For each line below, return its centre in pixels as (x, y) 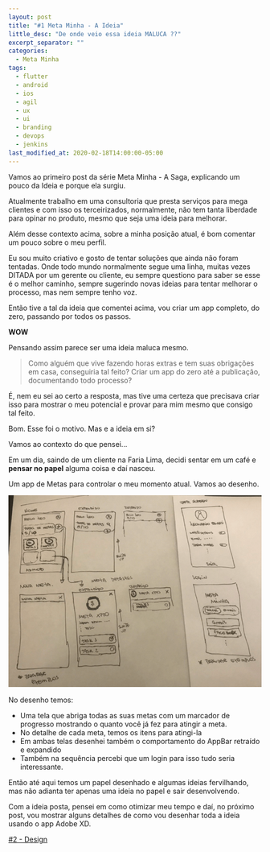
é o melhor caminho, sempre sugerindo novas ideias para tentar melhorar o (133, 283)
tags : (17, 68)
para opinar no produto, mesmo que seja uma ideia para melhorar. (118, 218)
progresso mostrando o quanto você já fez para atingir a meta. (123, 724)
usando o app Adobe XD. (50, 823)
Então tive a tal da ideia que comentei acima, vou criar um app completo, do (134, 308)
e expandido (41, 750)
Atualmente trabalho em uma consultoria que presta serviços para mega (128, 201)
